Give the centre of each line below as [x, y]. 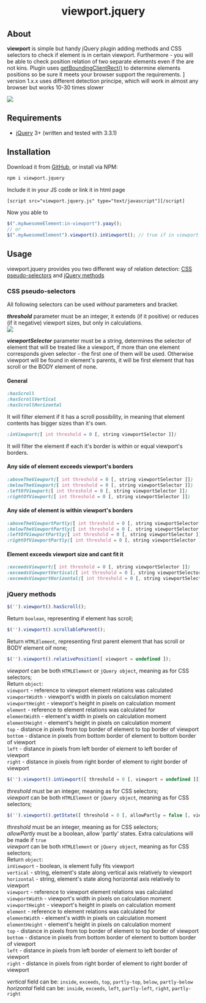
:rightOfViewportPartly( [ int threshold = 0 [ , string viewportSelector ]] [105, 540]
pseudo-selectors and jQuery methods [56, 275]
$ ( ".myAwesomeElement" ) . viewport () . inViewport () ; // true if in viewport [103, 235]
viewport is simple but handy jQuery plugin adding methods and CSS [94, 48]
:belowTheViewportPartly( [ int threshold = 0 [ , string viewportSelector [103, 529]
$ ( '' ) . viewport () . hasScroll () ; [47, 607]
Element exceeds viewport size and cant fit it [65, 554]
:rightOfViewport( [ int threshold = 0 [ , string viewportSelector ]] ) [99, 496]
